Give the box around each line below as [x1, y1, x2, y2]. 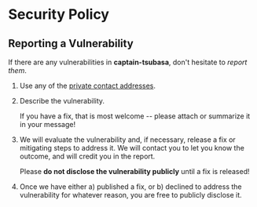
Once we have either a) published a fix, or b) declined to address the [19, 182, 242, 191]
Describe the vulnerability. [19, 96, 105, 105]
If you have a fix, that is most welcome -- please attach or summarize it [19, 111, 251, 121]
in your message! [19, 120, 76, 129]
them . [8, 66, 28, 75]
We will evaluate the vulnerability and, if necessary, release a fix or [19, 135, 236, 144]
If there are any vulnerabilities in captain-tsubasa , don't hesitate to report [8, 57, 248, 67]
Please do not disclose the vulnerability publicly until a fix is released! [19, 167, 250, 176]
